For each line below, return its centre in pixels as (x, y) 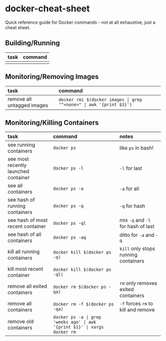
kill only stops (137, 249)
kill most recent (25, 269)
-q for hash (132, 206)
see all (15, 186)
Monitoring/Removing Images (52, 77)
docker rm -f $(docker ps (83, 304)
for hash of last (137, 226)
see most (18, 159)
